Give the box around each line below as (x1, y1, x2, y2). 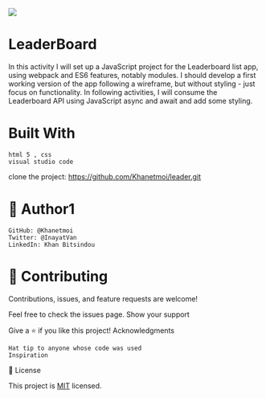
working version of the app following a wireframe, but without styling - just (8, 79, 256, 88)
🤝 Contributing (8, 268, 108, 285)
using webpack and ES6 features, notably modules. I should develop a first (8, 70, 256, 80)
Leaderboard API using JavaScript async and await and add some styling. (8, 96, 253, 105)
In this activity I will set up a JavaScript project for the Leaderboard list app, (8, 61, 259, 72)
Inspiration (8, 351, 48, 359)
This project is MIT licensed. (8, 380, 102, 390)
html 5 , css (8, 150, 52, 158)
